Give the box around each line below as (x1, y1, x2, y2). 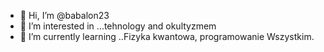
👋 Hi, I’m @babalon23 (19, 10, 110, 21)
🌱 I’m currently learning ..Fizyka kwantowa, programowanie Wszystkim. (19, 31, 315, 42)
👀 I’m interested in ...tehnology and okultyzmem (19, 20, 217, 32)
